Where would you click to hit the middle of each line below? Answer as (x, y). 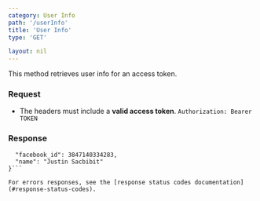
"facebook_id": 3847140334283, (66, 155)
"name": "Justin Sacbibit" (59, 162)
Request (24, 94)
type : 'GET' (27, 37)
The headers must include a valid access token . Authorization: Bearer (136, 111)
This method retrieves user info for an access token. (93, 74)
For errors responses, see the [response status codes (100, 182)
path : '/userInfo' (38, 23)
